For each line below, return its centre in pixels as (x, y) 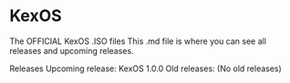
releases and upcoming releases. (72, 50)
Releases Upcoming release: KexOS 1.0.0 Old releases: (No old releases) (146, 68)
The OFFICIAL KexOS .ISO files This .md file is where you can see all (138, 41)
